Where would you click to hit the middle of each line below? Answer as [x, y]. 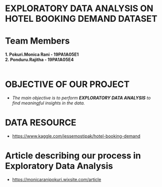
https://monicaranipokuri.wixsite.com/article [57, 179]
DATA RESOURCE [41, 123]
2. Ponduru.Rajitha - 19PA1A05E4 [40, 60]
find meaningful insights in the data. [49, 103]
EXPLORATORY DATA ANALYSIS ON [79, 8]
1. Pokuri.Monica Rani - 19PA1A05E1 [42, 54]
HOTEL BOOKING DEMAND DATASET [81, 19]
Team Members [37, 41]
